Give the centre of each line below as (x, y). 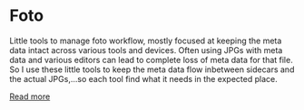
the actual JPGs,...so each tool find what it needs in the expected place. (144, 78)
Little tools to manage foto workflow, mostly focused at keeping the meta (146, 41)
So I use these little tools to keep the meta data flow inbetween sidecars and (152, 69)
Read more (30, 96)
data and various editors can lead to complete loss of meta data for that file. (151, 60)
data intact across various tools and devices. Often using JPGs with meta (146, 50)
